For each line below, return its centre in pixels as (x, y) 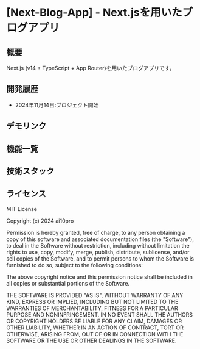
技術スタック (30, 171)
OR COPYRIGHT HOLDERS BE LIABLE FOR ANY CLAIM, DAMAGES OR (94, 321)
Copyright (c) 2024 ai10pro (40, 221)
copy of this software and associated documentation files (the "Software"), (100, 239)
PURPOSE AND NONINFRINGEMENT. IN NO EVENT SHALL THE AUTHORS (100, 314)
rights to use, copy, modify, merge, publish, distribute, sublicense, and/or (98, 252)
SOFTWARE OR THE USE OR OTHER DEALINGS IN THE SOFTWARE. (91, 340)
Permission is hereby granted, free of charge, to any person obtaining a (96, 232)
